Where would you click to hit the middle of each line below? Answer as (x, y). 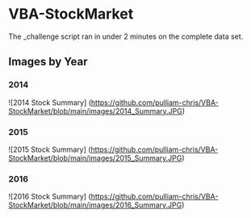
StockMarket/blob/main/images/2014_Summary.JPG (96, 111)
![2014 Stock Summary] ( (50, 103)
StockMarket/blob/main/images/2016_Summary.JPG (95, 205)
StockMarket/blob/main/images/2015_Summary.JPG (95, 157)
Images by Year (48, 62)
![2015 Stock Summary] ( (50, 149)
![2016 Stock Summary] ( (50, 197)
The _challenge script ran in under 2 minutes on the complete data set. (126, 36)
